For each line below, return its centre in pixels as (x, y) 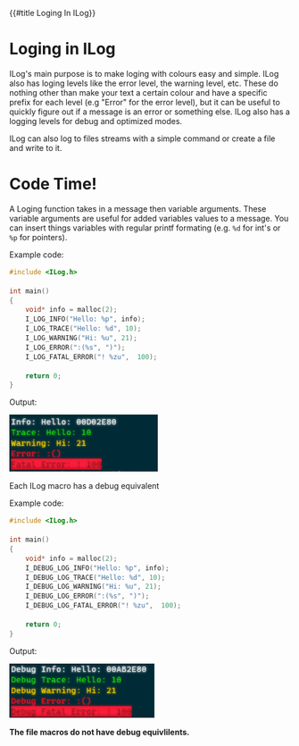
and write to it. (36, 147)
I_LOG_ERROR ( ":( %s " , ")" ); (75, 348)
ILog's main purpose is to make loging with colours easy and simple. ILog (144, 73)
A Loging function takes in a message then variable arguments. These (138, 208)
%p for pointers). (38, 237)
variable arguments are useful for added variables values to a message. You (149, 218)
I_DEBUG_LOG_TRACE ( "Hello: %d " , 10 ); (96, 577)
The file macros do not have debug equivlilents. (100, 732)
